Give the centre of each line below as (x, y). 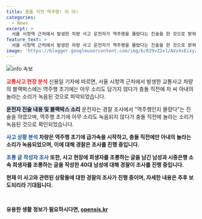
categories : (21, 17)
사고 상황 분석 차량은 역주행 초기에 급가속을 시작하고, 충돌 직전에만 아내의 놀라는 (99, 137)
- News (20, 23)
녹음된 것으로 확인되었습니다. (40, 124)
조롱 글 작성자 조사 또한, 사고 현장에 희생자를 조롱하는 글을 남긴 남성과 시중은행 (97, 157)
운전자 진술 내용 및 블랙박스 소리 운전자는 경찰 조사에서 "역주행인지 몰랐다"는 (96, 109)
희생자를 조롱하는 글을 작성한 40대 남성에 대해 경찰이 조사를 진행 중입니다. (98, 164)
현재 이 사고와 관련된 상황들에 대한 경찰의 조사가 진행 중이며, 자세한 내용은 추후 (97, 177)
